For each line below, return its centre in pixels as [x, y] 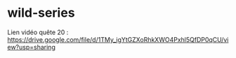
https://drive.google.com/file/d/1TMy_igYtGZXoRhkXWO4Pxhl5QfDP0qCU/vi [118, 39]
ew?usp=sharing [32, 47]
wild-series [41, 13]
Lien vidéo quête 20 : [38, 32]
